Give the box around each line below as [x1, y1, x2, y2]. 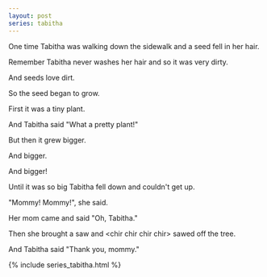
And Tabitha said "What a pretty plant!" [8, 119, 139, 129]
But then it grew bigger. [8, 134, 86, 145]
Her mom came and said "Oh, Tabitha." [8, 213, 139, 222]
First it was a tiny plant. [8, 104, 86, 114]
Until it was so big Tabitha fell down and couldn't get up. [8, 182, 195, 192]
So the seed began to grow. [8, 88, 100, 97]
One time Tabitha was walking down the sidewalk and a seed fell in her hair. [8, 41, 260, 51]
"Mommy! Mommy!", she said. [8, 197, 109, 207]
